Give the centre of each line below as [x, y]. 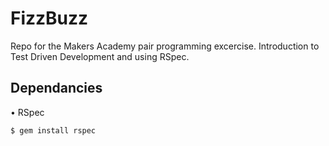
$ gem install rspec [53, 130]
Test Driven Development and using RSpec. [100, 56]
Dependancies [56, 88]
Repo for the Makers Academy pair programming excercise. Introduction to [165, 46]
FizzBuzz [49, 18]
